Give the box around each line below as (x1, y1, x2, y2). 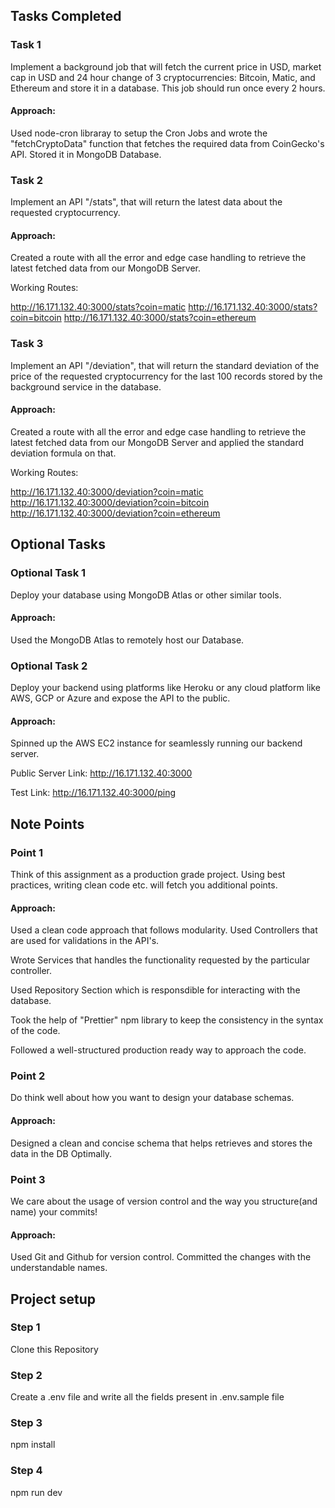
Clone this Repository (10, 1343, 99, 1355)
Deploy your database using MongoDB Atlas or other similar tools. (10, 589, 282, 601)
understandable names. (10, 1262, 108, 1274)
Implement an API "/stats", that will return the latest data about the (10, 196, 283, 208)
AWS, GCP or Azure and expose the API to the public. (10, 692, 231, 704)
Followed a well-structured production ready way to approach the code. (10, 1044, 307, 1056)
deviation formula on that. (10, 447, 117, 459)
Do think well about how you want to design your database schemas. (10, 1092, 295, 1104)
